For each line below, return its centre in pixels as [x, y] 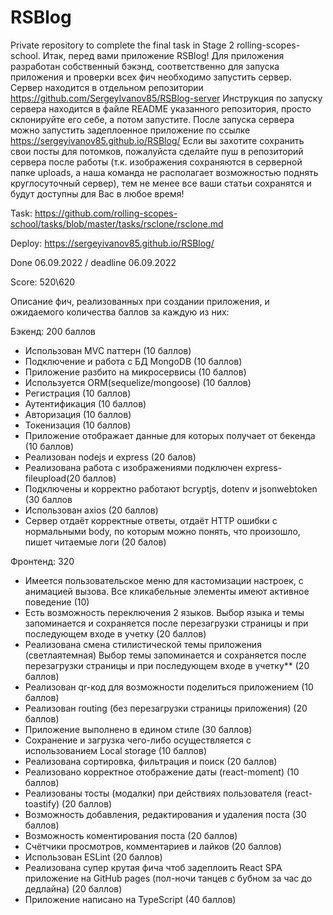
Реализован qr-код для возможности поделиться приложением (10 [169, 687]
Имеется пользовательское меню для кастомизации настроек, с [164, 580]
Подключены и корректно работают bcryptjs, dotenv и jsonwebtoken [171, 488]
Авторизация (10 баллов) [78, 414]
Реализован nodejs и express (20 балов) [110, 457]
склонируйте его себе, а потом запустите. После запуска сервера [152, 119]
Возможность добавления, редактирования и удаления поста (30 [165, 814]
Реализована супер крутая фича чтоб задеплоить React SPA [153, 867]
